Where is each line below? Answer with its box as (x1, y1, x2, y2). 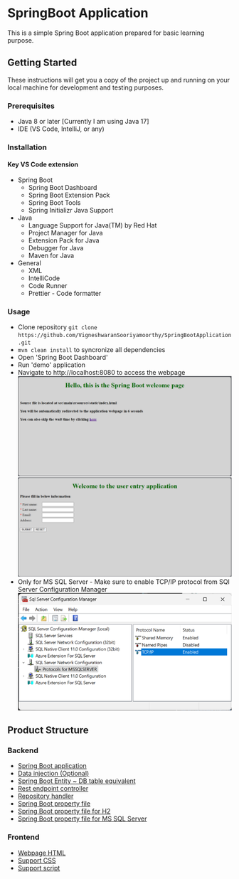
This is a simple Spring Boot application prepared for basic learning (7, 28, 205, 37)
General (17, 259, 41, 267)
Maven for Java (28, 251, 75, 260)
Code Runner (28, 282, 68, 290)
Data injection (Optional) (17, 769, 90, 778)
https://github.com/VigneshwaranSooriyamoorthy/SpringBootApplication (17, 332, 232, 339)
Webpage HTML (17, 848, 66, 857)
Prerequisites (7, 101, 55, 111)
